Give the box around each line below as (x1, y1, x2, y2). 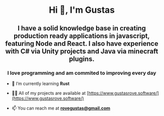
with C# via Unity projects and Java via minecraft (5, 47, 159, 56)
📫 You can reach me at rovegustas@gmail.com (11, 105, 111, 111)
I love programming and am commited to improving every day (7, 69, 156, 76)
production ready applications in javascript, (13, 31, 150, 40)
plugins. (69, 55, 95, 63)
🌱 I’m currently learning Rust (11, 81, 70, 87)
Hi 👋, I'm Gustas (48, 4, 115, 16)
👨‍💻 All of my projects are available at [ (11, 90, 89, 96)
